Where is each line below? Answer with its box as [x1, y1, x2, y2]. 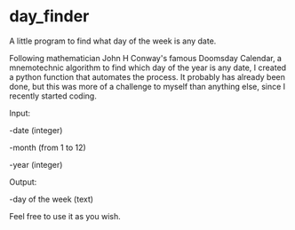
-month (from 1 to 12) [9, 142, 86, 153]
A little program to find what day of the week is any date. [9, 36, 217, 46]
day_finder [9, 6, 90, 27]
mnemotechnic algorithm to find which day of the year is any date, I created [9, 62, 287, 73]
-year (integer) [9, 159, 63, 170]
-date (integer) [9, 124, 63, 135]
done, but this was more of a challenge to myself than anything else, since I [9, 81, 286, 91]
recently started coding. [9, 91, 98, 101]
